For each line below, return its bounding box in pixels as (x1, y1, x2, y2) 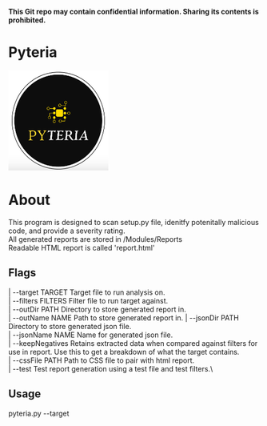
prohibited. (8, 15, 46, 25)
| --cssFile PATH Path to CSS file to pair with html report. (8, 356, 195, 365)
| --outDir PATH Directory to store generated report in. (8, 304, 186, 314)
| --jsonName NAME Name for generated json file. (8, 330, 173, 340)
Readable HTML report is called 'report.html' (8, 243, 155, 252)
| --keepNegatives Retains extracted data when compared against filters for (8, 338, 258, 348)
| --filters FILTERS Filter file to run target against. (8, 295, 169, 305)
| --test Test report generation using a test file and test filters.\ (8, 364, 213, 373)
